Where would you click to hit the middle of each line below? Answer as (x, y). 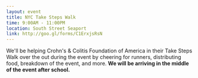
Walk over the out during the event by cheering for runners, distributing (94, 57)
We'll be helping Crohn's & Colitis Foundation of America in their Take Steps (99, 51)
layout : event (24, 12)
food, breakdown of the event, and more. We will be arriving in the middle (98, 64)
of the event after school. (38, 70)
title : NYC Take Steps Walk (41, 17)
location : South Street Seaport (46, 28)
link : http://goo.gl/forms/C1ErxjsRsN (54, 34)
